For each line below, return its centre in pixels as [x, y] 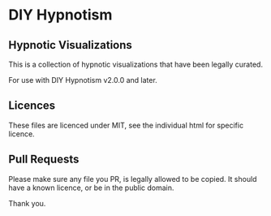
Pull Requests [44, 160]
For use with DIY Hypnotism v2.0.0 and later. [83, 80]
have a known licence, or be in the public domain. [91, 188]
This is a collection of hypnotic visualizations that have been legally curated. [136, 64]
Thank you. [27, 203]
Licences [32, 106]
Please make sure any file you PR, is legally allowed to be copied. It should [133, 179]
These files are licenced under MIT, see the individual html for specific [126, 125]
